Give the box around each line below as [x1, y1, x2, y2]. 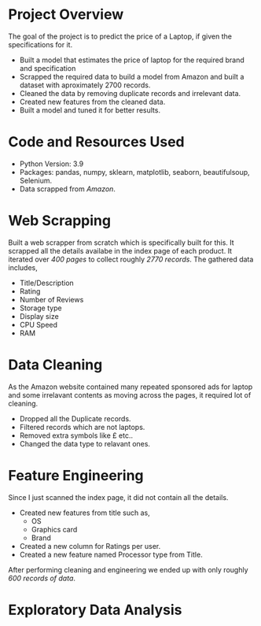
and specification [19, 63, 76, 72]
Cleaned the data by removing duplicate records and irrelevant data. [19, 88, 241, 98]
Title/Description [19, 278, 75, 287]
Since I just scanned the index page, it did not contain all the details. [8, 492, 229, 502]
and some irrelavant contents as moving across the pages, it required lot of [8, 390, 252, 399]
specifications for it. [8, 39, 73, 49]
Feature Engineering [8, 466, 144, 484]
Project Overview [8, 6, 124, 24]
